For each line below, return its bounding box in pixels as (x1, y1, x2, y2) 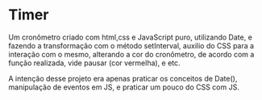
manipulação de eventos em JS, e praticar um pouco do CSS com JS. (8, 82, 239, 92)
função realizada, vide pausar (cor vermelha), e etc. (8, 58, 181, 68)
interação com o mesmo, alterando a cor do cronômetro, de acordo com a (8, 49, 255, 59)
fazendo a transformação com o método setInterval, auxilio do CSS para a (8, 40, 255, 50)
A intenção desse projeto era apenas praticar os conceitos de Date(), (8, 73, 238, 83)
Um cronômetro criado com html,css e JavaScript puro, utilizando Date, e (8, 32, 252, 42)
